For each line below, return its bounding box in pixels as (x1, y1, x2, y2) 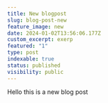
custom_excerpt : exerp (7, 36, 73, 43)
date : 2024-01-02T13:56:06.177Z (7, 29, 101, 37)
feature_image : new (7, 23, 64, 30)
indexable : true (7, 56, 54, 63)
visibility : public (7, 68, 64, 75)
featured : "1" (7, 42, 49, 49)
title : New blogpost (7, 10, 68, 17)
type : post (7, 49, 39, 56)
